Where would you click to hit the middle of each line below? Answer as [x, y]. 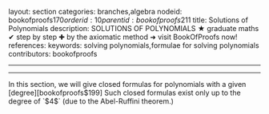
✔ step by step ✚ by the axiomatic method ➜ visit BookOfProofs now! [123, 37]
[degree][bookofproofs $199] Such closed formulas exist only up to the [125, 92]
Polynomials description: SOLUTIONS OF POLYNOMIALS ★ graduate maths [134, 28]
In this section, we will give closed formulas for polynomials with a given [127, 84]
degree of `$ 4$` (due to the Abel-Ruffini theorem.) [91, 101]
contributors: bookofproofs [53, 54]
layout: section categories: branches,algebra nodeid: [95, 12]
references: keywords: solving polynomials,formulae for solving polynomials [134, 45]
